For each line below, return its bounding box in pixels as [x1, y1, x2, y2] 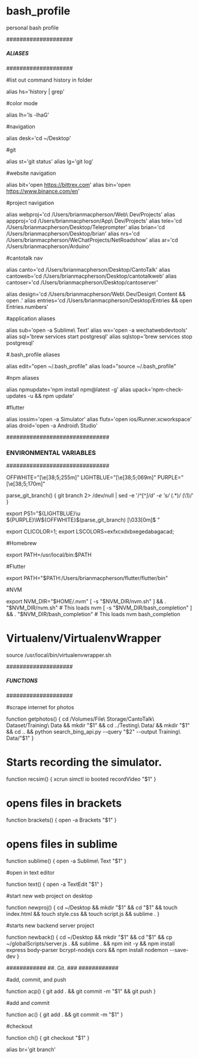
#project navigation [6, 199, 55, 206]
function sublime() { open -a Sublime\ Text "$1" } [6, 857, 127, 864]
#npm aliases [6, 374, 40, 381]
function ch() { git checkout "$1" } [6, 1034, 90, 1041]
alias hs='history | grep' [6, 88, 65, 95]
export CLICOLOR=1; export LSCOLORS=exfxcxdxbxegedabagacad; [6, 528, 174, 536]
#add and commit [6, 999, 50, 1006]
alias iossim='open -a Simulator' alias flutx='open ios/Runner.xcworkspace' [6, 415, 192, 423]
